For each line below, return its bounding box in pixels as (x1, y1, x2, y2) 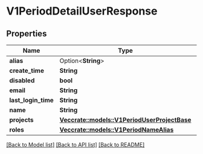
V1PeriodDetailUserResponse (6, 4, 158, 18)
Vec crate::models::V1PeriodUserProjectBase (59, 116, 192, 124)
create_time (9, 67, 44, 75)
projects (9, 116, 34, 124)
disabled (9, 76, 35, 84)
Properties (6, 28, 47, 39)
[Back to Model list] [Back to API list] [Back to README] (6, 141, 145, 148)
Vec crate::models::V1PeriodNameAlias (59, 126, 174, 134)
